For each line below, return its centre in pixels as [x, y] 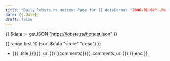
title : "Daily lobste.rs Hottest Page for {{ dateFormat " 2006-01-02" [81, 10]
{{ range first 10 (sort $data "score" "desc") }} [53, 44]
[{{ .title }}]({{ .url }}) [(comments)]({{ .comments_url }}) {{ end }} [80, 53]
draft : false [19, 19]
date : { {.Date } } [22, 15]
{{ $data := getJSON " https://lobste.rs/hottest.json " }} [61, 34]
